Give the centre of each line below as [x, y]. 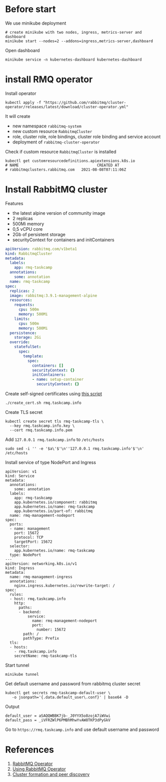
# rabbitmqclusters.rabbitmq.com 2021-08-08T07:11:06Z [66, 170]
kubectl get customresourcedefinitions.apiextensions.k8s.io [70, 161]
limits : [22, 319]
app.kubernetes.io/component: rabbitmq [56, 503]
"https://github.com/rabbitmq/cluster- [85, 102]
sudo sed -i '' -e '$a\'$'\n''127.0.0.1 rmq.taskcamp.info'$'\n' [74, 449]
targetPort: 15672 [33, 542]
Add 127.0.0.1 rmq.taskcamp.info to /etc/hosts [55, 439]
